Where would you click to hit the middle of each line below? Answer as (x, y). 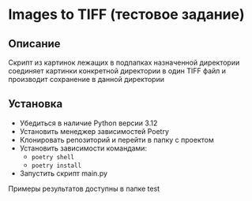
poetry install (56, 166)
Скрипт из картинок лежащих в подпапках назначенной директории (124, 62)
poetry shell (53, 157)
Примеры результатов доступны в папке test (84, 188)
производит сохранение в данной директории (86, 79)
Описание (34, 44)
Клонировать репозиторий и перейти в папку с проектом (117, 140)
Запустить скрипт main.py (64, 173)
